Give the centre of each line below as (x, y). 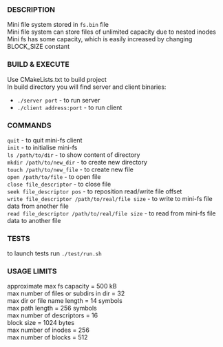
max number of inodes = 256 (48, 330)
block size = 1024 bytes (41, 323)
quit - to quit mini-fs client (45, 140)
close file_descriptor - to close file (59, 184)
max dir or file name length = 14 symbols (65, 301)
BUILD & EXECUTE (39, 65)
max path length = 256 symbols (52, 308)
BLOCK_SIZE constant (39, 47)
